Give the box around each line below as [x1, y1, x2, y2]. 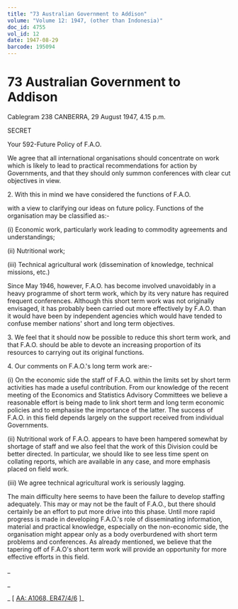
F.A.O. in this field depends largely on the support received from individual [7, 413, 225, 422]
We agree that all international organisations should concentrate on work [7, 153, 220, 162]
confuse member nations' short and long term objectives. [7, 319, 175, 327]
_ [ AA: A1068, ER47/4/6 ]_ [7, 593, 85, 602]
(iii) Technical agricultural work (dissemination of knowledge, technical [7, 260, 214, 268]
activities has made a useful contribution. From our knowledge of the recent [7, 383, 229, 391]
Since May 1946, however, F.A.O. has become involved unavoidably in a [7, 281, 216, 290]
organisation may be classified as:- [7, 211, 110, 220]
